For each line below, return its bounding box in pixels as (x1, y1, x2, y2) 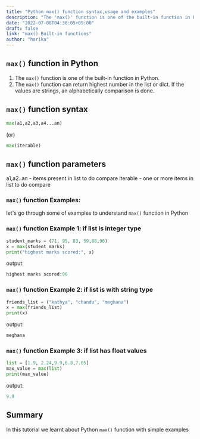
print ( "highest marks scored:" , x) (6, 249, 95, 255)
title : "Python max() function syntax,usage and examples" (6, 8, 156, 15)
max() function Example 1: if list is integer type (6, 224, 142, 233)
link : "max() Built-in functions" (6, 31, 92, 37)
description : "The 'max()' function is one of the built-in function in (6, 14, 190, 20)
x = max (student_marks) (6, 243, 65, 249)
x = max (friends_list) (6, 305, 62, 311)
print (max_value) (6, 371, 49, 378)
